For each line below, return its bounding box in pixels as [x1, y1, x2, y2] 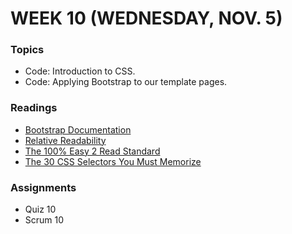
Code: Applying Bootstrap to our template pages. [24, 76, 228, 88]
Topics [10, 43, 45, 57]
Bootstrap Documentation [24, 123, 132, 136]
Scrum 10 [24, 214, 65, 226]
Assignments [10, 180, 77, 194]
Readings [10, 101, 58, 115]
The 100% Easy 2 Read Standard [24, 145, 161, 157]
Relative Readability [24, 134, 107, 146]
